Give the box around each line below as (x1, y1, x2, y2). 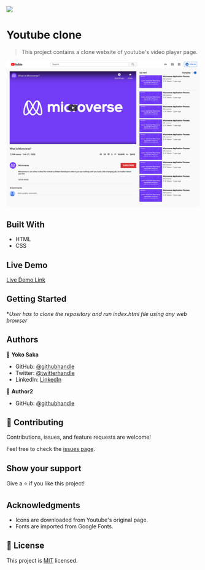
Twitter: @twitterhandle (15, 369, 75, 377)
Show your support (6, 463, 82, 474)
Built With (6, 219, 45, 229)
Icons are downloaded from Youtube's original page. (15, 516, 149, 524)
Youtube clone (6, 28, 82, 42)
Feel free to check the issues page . (6, 445, 95, 453)
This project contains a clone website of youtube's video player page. (21, 48, 198, 55)
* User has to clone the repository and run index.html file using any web (6, 310, 187, 317)
